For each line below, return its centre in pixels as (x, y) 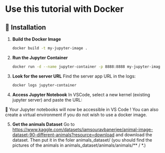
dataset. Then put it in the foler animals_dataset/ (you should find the (82, 140)
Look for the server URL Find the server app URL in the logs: (74, 76)
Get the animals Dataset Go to (43, 124)
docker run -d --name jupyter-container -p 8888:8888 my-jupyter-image (87, 67)
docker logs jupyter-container (44, 85)
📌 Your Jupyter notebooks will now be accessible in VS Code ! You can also (82, 109)
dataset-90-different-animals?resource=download (63, 135)
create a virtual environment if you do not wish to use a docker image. (76, 115)
